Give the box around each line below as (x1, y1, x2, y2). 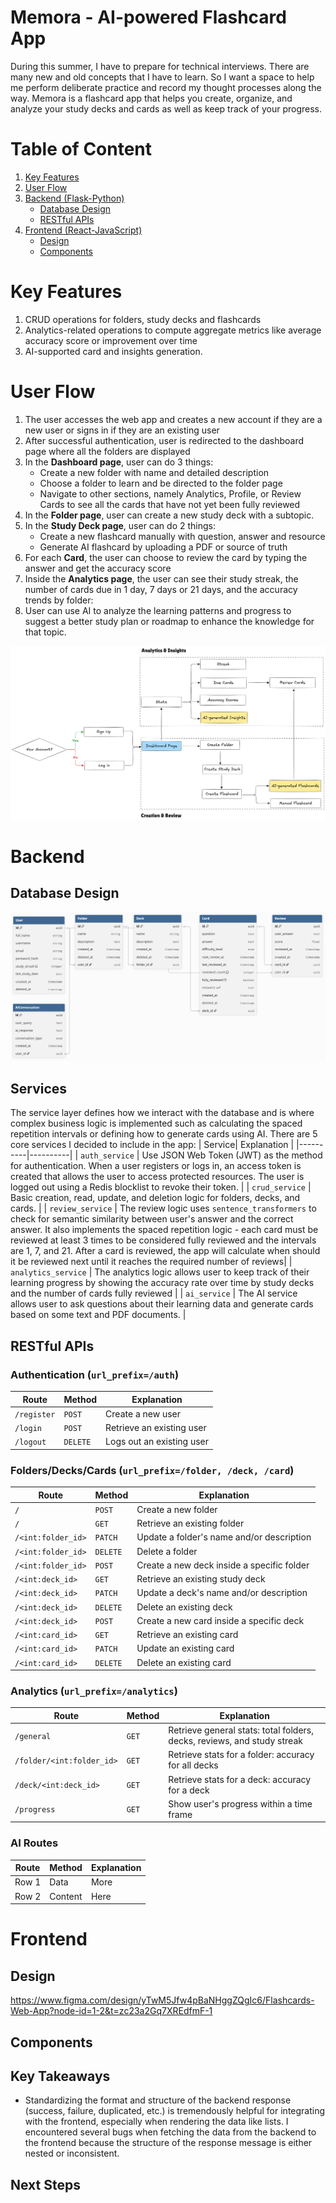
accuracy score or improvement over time (24, 334, 198, 346)
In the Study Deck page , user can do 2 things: (24, 519, 216, 531)
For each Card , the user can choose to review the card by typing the (24, 551, 308, 563)
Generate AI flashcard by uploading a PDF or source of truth (39, 541, 288, 553)
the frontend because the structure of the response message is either (24, 2137, 313, 2149)
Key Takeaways (10, 2067, 111, 2085)
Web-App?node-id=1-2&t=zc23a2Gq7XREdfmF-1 (10, 2005, 213, 2017)
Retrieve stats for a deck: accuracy (168, 1773, 312, 1785)
